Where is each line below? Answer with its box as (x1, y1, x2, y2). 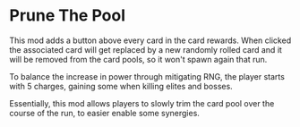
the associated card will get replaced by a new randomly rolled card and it (9, 44, 282, 55)
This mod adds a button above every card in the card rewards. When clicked (9, 35, 292, 46)
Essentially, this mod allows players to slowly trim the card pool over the (9, 97, 275, 108)
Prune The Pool (9, 5, 125, 26)
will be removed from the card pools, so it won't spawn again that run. (9, 54, 268, 64)
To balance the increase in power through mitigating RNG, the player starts (9, 71, 285, 81)
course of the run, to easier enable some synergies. (9, 107, 200, 118)
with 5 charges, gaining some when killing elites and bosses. (9, 80, 233, 91)
